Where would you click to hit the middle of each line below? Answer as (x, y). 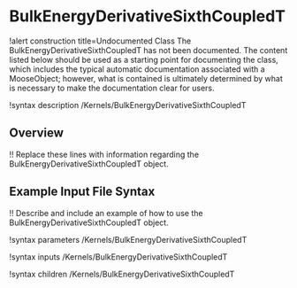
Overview (37, 133)
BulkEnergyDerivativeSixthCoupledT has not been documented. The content (148, 50)
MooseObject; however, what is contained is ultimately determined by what (146, 78)
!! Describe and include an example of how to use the (106, 213)
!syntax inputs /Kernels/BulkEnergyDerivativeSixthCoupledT (118, 257)
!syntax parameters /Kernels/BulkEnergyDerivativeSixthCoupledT (128, 239)
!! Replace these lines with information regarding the (104, 154)
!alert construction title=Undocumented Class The (100, 41)
